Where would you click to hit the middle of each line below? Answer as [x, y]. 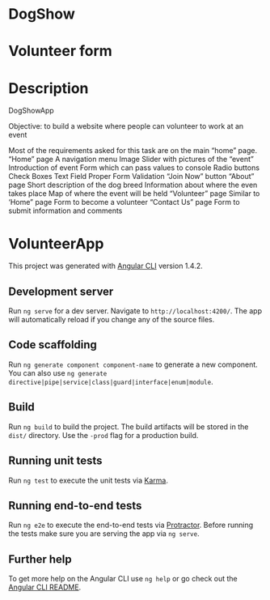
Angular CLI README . [45, 587]
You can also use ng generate [58, 372]
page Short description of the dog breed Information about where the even [133, 185]
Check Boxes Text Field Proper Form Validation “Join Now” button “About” [131, 177]
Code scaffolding [53, 345]
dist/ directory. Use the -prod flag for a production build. [103, 435]
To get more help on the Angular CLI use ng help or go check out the [123, 579]
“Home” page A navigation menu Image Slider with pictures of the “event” [131, 160]
